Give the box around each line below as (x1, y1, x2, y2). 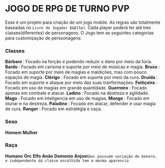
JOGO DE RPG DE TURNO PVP (5, 3, 130, 14)
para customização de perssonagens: (5, 35, 82, 41)
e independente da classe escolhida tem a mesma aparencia (5, 158, 129, 163)
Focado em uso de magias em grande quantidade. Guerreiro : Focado (5, 85, 147, 91)
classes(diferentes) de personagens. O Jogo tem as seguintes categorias (5, 30, 154, 36)
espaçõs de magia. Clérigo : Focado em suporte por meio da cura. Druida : (5, 75, 158, 81)
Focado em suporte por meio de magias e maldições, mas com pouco (5, 69, 147, 75)
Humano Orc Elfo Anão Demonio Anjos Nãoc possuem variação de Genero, (5, 153, 157, 159)
